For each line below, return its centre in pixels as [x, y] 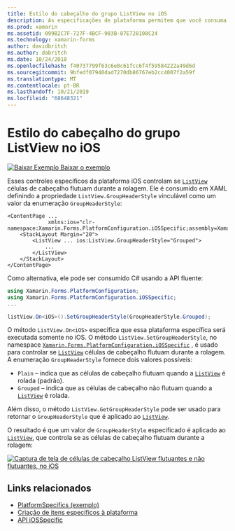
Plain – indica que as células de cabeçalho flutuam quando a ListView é [121, 373]
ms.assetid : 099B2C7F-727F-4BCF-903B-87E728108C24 [83, 33]
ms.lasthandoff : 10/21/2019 [48, 92]
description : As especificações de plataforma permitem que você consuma [117, 20]
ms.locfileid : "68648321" [45, 99]
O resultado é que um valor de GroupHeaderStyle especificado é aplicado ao [116, 430]
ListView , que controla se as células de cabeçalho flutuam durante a [106, 438]
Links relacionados [50, 488]
